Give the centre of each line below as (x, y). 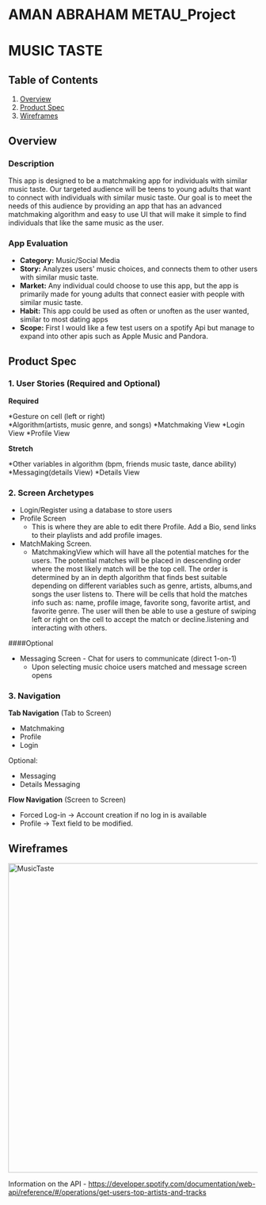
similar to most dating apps (64, 319)
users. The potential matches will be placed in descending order (136, 561)
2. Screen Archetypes (51, 493)
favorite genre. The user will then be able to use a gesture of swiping (144, 611)
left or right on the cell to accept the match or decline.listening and (140, 620)
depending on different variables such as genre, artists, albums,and (142, 586)
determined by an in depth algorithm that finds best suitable (129, 578)
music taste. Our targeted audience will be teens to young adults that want (129, 189)
